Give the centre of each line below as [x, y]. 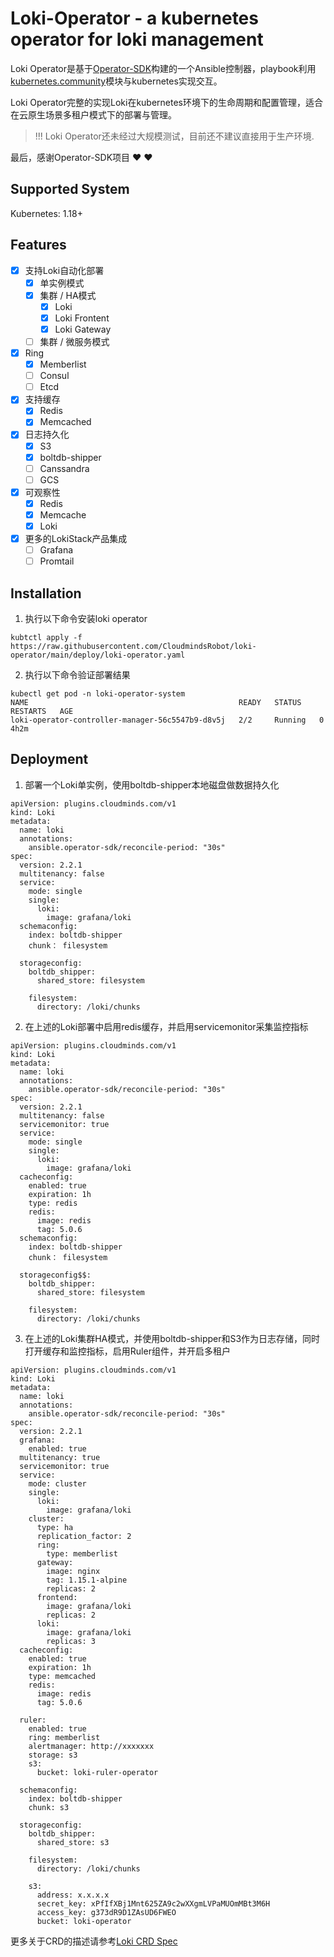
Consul [54, 376]
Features [38, 245]
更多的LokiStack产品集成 [76, 538]
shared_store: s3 [73, 1842]
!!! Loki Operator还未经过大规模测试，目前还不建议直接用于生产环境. [174, 136]
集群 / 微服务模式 [74, 341]
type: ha [55, 1527]
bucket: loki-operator [84, 1921]
